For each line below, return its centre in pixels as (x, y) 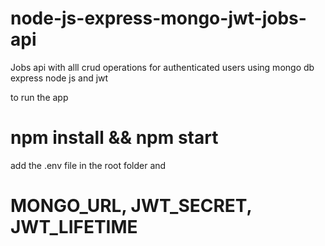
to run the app (39, 97)
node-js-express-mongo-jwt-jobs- (158, 18)
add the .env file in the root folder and (88, 165)
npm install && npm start (114, 138)
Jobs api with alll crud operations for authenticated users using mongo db (162, 67)
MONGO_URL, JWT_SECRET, (131, 206)
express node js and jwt (59, 78)
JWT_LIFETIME (74, 227)
